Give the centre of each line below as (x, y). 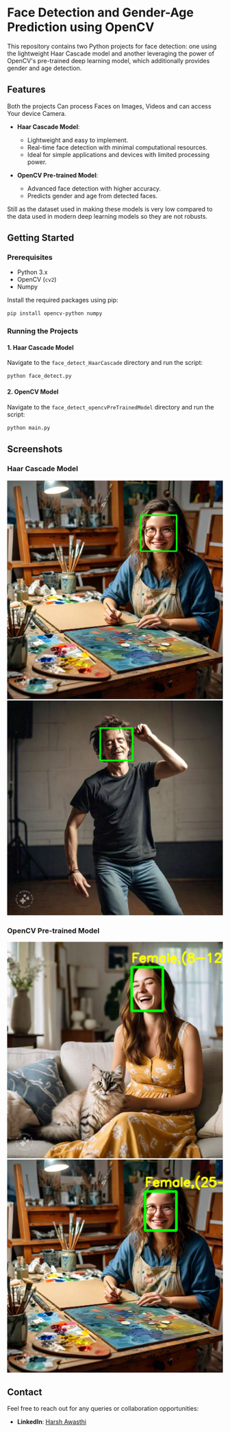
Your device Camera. (37, 113)
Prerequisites (30, 257)
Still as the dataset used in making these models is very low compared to (110, 209)
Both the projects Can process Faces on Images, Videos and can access (109, 106)
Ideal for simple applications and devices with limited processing (118, 154)
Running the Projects (43, 331)
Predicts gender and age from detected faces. (92, 195)
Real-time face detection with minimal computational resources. (117, 147)
